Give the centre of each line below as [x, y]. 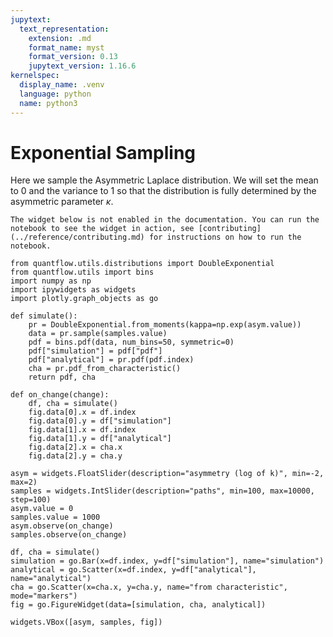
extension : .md [60, 38]
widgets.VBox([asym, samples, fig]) [86, 622]
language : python [55, 94]
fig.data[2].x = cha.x [75, 447]
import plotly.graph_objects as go [84, 299]
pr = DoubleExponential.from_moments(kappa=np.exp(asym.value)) [165, 325]
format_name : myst [66, 47]
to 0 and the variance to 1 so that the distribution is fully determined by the [163, 191]
